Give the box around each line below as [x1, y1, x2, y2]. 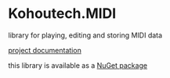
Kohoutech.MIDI [8, 5, 117, 23]
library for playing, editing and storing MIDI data [8, 30, 163, 40]
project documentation [8, 45, 82, 55]
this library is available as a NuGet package [8, 60, 147, 70]
